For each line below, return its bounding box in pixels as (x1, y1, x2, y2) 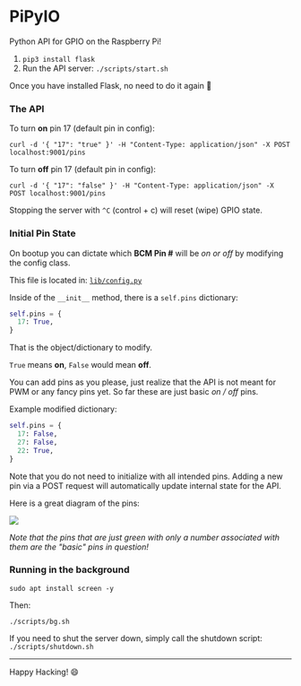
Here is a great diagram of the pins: (9, 498, 141, 508)
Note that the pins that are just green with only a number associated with (9, 532, 280, 543)
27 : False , (17, 438, 58, 447)
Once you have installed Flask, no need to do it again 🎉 (9, 80, 212, 91)
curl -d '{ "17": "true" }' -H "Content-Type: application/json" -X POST (9, 141, 291, 150)
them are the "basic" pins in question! (9, 541, 150, 552)
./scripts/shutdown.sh (9, 642, 94, 651)
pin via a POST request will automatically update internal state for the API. (9, 480, 282, 491)
